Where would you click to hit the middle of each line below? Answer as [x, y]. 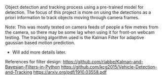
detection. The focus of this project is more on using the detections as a [78, 12]
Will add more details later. [39, 52]
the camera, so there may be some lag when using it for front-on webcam [80, 32]
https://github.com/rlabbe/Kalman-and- [103, 62]
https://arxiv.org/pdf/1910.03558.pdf [70, 72]
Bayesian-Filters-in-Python [33, 67]
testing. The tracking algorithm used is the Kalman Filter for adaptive [75, 37]
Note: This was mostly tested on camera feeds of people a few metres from [82, 27]
